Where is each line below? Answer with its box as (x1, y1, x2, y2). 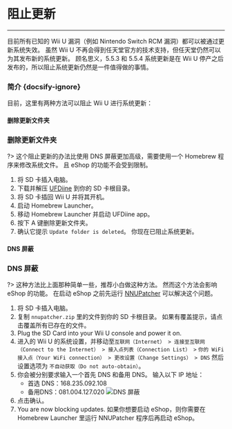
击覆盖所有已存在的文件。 (17, 321, 90, 329)
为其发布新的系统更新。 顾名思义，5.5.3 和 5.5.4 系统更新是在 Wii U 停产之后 (7, 54, 224, 62)
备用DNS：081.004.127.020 (27, 388, 105, 396)
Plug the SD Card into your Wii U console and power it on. (17, 329, 182, 338)
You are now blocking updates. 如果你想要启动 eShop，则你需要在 (17, 405, 206, 414)
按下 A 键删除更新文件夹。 (17, 219, 92, 227)
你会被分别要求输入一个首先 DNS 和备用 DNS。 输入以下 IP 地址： (17, 371, 204, 379)
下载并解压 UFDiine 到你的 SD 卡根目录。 (17, 184, 134, 192)
